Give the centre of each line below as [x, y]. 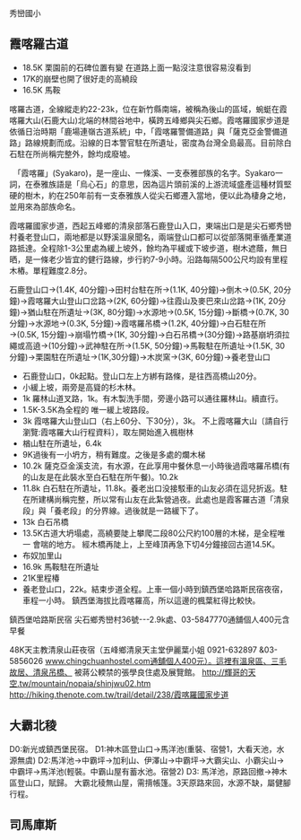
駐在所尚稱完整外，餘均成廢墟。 [76, 153]
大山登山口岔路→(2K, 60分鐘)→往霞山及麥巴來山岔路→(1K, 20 [164, 301]
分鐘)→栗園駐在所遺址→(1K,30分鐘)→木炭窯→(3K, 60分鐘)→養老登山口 [140, 356]
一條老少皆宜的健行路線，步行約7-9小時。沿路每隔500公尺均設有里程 [160, 259]
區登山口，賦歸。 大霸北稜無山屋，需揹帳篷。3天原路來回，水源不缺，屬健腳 [150, 783]
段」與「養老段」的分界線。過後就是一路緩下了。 [112, 511]
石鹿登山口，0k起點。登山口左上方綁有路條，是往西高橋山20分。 [142, 376]
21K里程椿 [41, 578]
